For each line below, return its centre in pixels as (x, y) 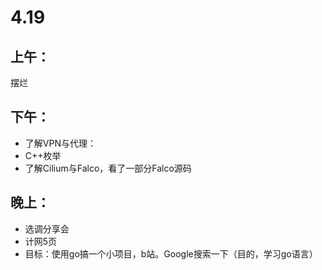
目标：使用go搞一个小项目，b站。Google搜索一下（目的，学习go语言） (171, 253)
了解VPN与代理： (60, 143)
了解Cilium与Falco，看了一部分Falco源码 (108, 168)
